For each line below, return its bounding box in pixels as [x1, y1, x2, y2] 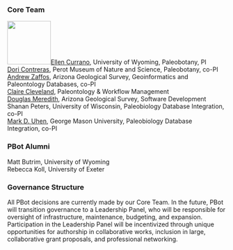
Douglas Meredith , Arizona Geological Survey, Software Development [7, 95, 207, 103]
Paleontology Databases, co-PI [7, 80, 96, 88]
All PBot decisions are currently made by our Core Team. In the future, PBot [7, 198, 224, 206]
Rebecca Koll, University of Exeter [7, 165, 105, 173]
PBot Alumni [7, 142, 50, 151]
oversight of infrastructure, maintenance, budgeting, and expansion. [7, 212, 203, 221]
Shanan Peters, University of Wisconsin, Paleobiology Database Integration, [7, 102, 225, 110]
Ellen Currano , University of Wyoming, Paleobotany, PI [51, 58, 207, 67]
